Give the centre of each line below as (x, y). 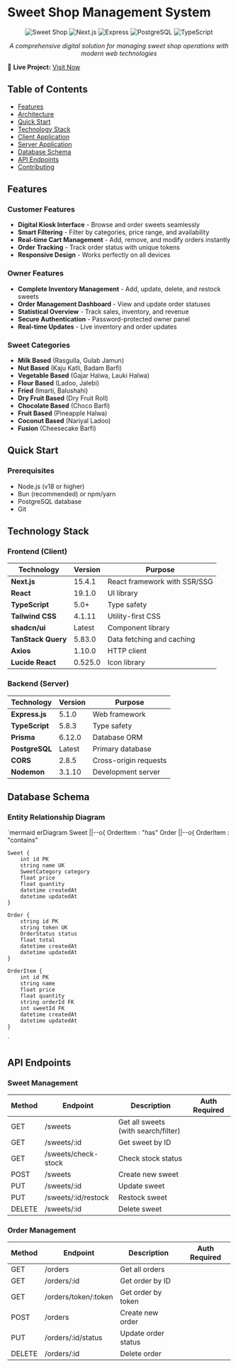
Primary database (122, 748)
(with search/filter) (149, 1131)
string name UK (42, 866)
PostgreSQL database (50, 501)
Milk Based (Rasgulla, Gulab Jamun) (71, 361)
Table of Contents (48, 89)
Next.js (23, 581)
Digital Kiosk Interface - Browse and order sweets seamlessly (109, 225)
